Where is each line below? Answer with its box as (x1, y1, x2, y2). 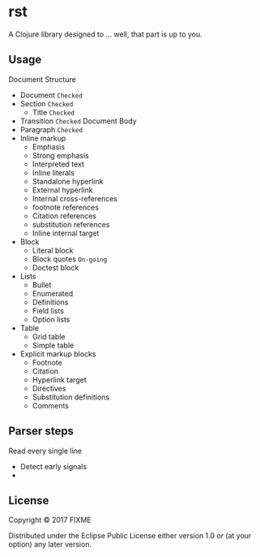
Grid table (32, 331, 66, 341)
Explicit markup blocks (19, 348, 96, 359)
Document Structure (8, 74, 77, 84)
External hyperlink (32, 185, 93, 195)
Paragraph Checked (19, 124, 83, 134)
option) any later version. (8, 539, 92, 550)
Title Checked (32, 107, 75, 117)
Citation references (32, 210, 97, 221)
